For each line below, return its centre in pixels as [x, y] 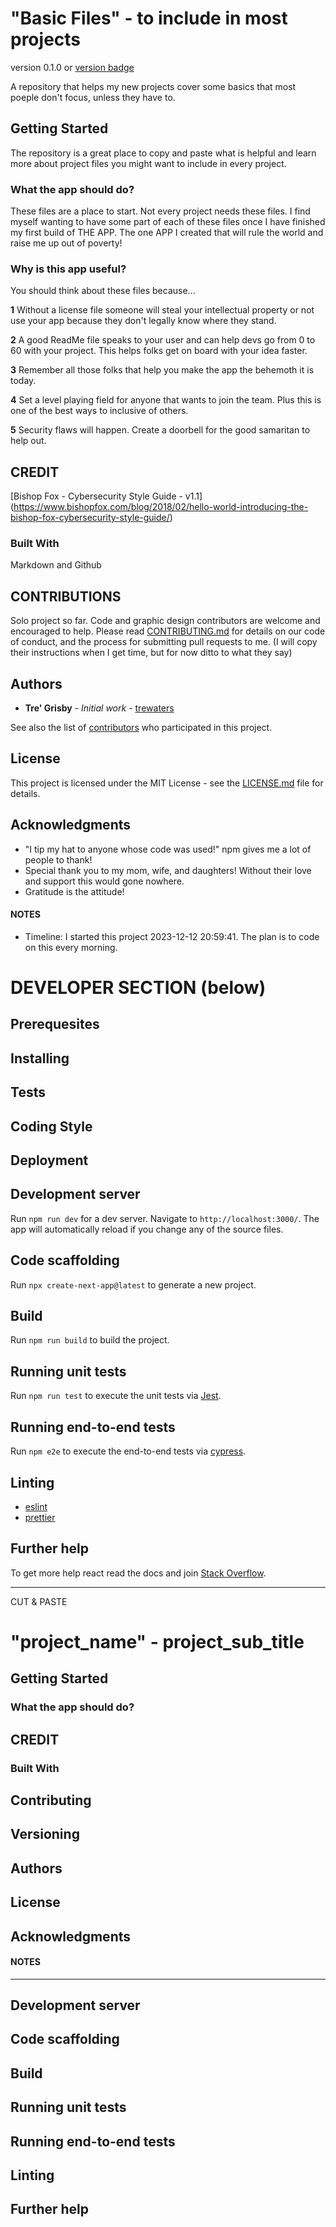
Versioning [45, 1834]
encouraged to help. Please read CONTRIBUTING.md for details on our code [168, 631]
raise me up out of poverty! [66, 243]
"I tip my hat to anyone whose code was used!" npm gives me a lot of [168, 849]
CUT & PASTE [39, 1601]
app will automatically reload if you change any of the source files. [147, 1229]
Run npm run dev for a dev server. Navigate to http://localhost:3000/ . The [165, 1218]
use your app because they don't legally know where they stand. [143, 321]
